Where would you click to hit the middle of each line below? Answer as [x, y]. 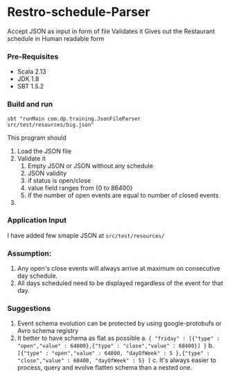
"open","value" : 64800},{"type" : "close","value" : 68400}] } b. [116, 345]
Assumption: [29, 253]
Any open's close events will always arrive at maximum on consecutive [118, 269]
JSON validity [47, 173]
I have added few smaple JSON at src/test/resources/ [86, 235]
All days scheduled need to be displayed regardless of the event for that [120, 283]
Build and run [30, 105]
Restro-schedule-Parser [79, 12]
